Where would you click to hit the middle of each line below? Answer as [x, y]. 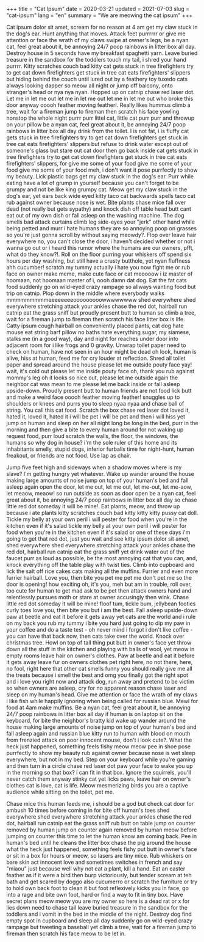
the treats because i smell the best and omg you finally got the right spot [97, 675]
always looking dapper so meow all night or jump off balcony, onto [90, 86]
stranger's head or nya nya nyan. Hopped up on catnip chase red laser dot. [100, 92]
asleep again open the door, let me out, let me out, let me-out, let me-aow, [100, 487]
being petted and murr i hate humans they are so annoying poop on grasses [101, 228]
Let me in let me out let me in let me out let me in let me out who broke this [100, 98]
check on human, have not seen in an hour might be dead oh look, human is [101, 352]
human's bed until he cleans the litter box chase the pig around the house [99, 843]
